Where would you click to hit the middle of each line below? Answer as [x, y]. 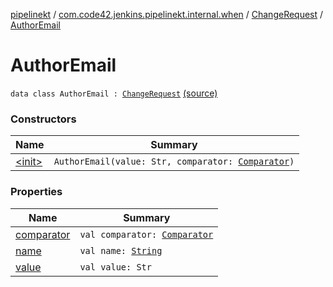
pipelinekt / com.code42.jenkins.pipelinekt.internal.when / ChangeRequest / [167, 14]
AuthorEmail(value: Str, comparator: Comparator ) [174, 162]
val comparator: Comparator [146, 234]
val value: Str [115, 267]
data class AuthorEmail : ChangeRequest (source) [114, 93]
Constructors [43, 119]
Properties [36, 192]
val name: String [121, 250]
